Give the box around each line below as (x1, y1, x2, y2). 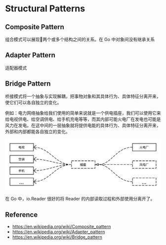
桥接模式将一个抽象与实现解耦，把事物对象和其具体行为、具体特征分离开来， (5, 93, 161, 99)
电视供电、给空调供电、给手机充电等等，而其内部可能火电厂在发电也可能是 (9, 116, 161, 122)
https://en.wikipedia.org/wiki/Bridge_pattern (12, 234, 102, 240)
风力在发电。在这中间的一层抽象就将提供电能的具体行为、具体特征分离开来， (5, 122, 161, 128)
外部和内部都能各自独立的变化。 (5, 128, 70, 134)
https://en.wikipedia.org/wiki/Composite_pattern (12, 224, 111, 230)
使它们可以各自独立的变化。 (5, 99, 62, 105)
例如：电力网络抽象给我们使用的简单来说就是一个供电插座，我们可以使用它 (5, 110, 157, 116)
